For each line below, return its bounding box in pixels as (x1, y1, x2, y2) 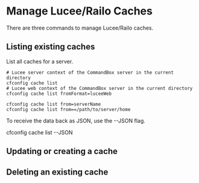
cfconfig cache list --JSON (6, 129, 74, 136)
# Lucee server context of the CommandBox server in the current (6, 69, 174, 75)
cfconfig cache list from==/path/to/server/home (6, 106, 131, 112)
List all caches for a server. (6, 57, 74, 65)
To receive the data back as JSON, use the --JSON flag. (6, 117, 146, 124)
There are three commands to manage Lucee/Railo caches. (6, 24, 154, 31)
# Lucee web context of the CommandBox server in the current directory (6, 85, 193, 91)
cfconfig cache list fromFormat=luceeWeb (6, 91, 112, 97)
